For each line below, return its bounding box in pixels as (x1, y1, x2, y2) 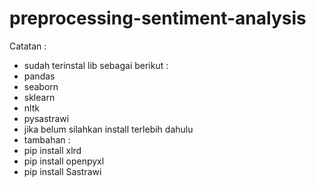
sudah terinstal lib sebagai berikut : (23, 59, 169, 71)
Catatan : (9, 40, 47, 52)
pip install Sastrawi (23, 165, 102, 177)
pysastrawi (23, 112, 70, 124)
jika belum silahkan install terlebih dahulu (23, 123, 194, 135)
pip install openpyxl (23, 155, 105, 167)
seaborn (23, 80, 59, 92)
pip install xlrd (23, 144, 82, 156)
